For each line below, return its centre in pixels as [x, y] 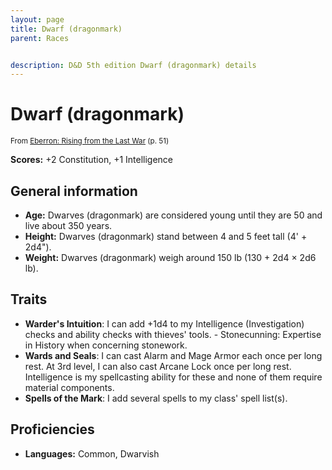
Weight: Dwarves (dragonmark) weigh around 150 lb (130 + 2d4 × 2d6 [170, 257]
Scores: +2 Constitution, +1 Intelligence [92, 160]
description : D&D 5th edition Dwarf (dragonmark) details [133, 65]
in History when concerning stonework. [106, 345]
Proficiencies [52, 429]
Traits [29, 299]
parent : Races [40, 38]
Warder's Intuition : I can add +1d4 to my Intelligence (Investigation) [164, 323]
